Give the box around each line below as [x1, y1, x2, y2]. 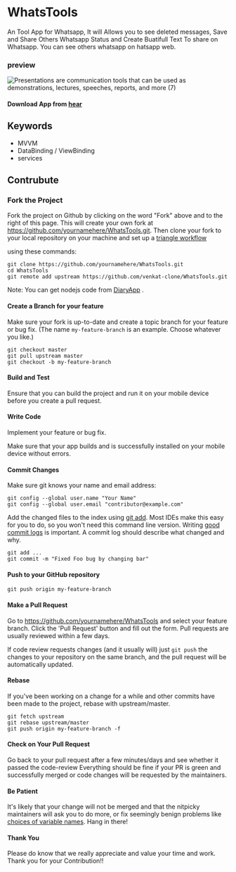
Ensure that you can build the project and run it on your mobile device [7, 389, 209, 397]
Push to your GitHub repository [7, 570, 100, 578]
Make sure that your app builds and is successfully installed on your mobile [7, 442, 225, 450]
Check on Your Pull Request [7, 740, 90, 749]
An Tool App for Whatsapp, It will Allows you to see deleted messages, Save [7, 27, 228, 36]
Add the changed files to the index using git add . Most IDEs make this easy [7, 513, 224, 522]
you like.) [7, 332, 34, 341]
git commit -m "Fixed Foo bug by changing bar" [7, 556, 150, 563]
